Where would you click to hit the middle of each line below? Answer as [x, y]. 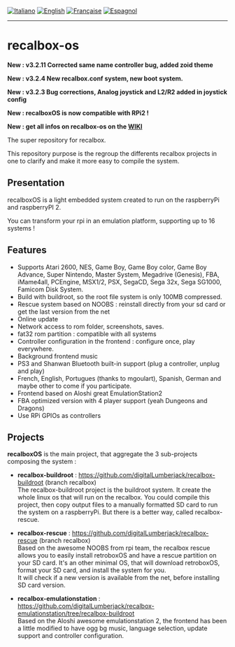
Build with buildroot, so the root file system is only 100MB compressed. [120, 296]
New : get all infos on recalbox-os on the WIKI [75, 126]
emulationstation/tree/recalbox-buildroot [76, 613]
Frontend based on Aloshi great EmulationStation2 [90, 393]
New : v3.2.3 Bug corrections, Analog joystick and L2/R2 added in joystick [117, 92]
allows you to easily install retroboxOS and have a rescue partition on [117, 555]
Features [27, 250]
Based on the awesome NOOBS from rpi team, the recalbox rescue [114, 548]
